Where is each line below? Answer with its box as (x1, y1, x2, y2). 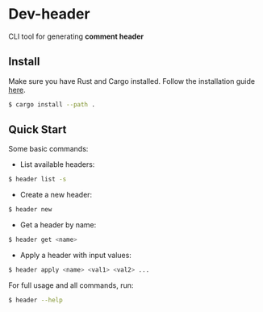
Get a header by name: (19, 220, 97, 230)
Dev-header (8, 5, 90, 23)
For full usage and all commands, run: (8, 280, 134, 290)
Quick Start (8, 123, 67, 137)
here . (8, 85, 26, 94)
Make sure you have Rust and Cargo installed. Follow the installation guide (8, 76, 256, 85)
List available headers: (19, 160, 95, 169)
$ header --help (8, 296, 63, 304)
